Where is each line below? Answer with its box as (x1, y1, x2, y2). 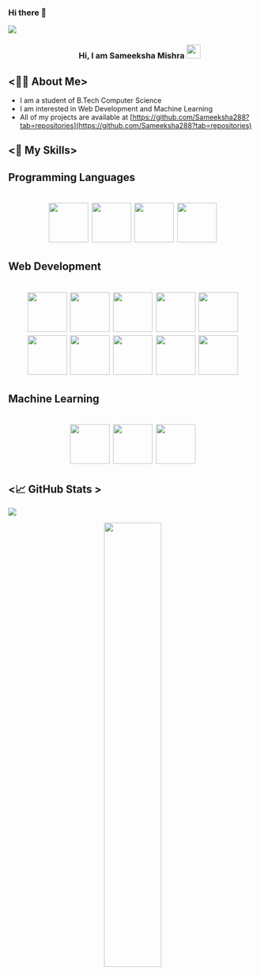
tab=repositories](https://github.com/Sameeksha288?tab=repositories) (19, 121, 252, 130)
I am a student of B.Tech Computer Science (19, 96, 162, 105)
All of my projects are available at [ (19, 112, 133, 122)
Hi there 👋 (8, 7, 47, 18)
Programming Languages (8, 170, 136, 184)
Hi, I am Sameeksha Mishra (78, 51, 185, 62)
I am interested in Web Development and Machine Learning (19, 104, 213, 114)
